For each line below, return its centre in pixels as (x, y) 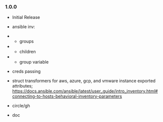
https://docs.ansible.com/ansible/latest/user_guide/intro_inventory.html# (85, 91)
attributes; (22, 86)
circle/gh (21, 106)
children (27, 52)
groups (27, 41)
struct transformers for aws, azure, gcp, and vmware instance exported (84, 81)
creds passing (26, 71)
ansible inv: (24, 27)
